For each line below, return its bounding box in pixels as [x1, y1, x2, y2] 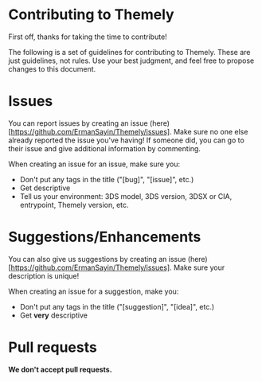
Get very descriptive [19, 310, 88, 320]
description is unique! [8, 271, 80, 280]
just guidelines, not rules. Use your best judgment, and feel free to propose [8, 56, 255, 65]
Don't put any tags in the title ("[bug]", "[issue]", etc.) [19, 174, 194, 184]
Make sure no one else [174, 127, 248, 136]
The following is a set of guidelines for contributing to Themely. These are [8, 47, 251, 57]
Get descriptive [19, 183, 71, 193]
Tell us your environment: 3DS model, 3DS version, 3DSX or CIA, [19, 191, 233, 201]
